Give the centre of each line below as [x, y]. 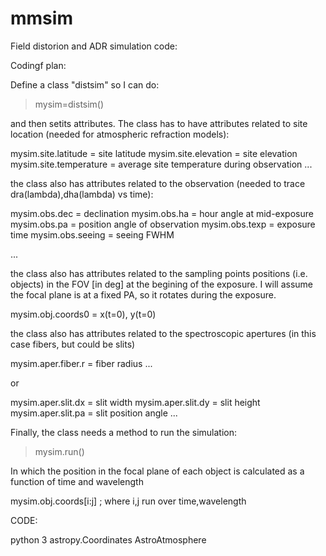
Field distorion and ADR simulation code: [94, 46]
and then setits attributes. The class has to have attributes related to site [159, 123]
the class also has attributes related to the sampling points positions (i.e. [159, 273]
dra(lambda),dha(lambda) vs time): [82, 194]
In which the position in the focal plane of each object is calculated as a [157, 471]
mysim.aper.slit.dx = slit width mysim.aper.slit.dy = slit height [135, 402]
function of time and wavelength [77, 481]
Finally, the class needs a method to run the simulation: [124, 432]
